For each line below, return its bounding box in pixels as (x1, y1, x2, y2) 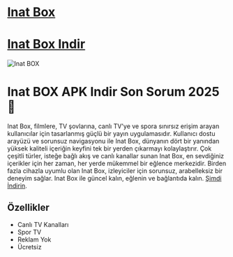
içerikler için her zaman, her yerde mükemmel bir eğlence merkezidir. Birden (7, 159, 227, 168)
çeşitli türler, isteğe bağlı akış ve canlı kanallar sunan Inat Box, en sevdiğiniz (7, 152, 225, 160)
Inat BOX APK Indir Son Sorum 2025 (7, 84, 220, 100)
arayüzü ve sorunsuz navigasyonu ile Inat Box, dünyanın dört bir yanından (7, 137, 220, 146)
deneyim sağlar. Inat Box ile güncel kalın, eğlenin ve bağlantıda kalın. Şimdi (7, 174, 222, 183)
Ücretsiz (17, 242, 42, 251)
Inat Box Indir (7, 36, 86, 53)
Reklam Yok (17, 235, 52, 244)
